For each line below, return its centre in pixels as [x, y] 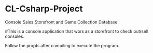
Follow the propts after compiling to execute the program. [62, 45]
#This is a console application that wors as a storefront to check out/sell [77, 31]
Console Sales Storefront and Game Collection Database [61, 22]
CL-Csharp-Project [44, 9]
